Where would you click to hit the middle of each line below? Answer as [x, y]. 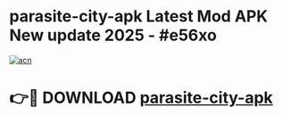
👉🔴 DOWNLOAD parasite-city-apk [141, 98]
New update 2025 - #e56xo [113, 35]
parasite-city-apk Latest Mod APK [139, 17]
